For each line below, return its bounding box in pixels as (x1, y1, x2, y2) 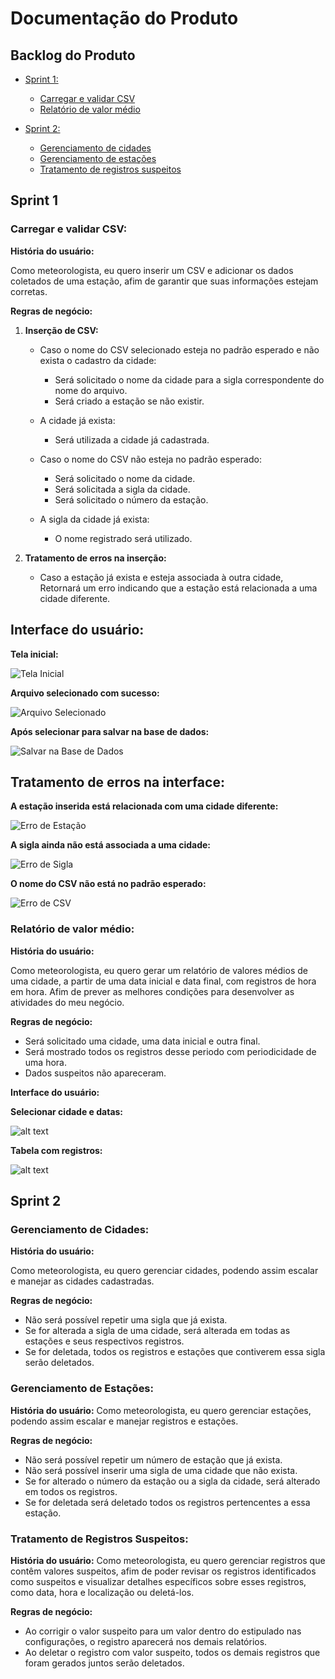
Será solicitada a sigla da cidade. (54, 483, 191, 495)
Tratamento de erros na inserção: (24, 552, 167, 564)
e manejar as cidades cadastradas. (10, 1275, 155, 1287)
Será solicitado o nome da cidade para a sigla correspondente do (54, 373, 325, 386)
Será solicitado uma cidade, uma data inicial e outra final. (24, 1035, 261, 1047)
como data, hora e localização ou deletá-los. (10, 1586, 195, 1598)
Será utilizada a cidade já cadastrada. (54, 433, 210, 446)
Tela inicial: (10, 648, 59, 660)
